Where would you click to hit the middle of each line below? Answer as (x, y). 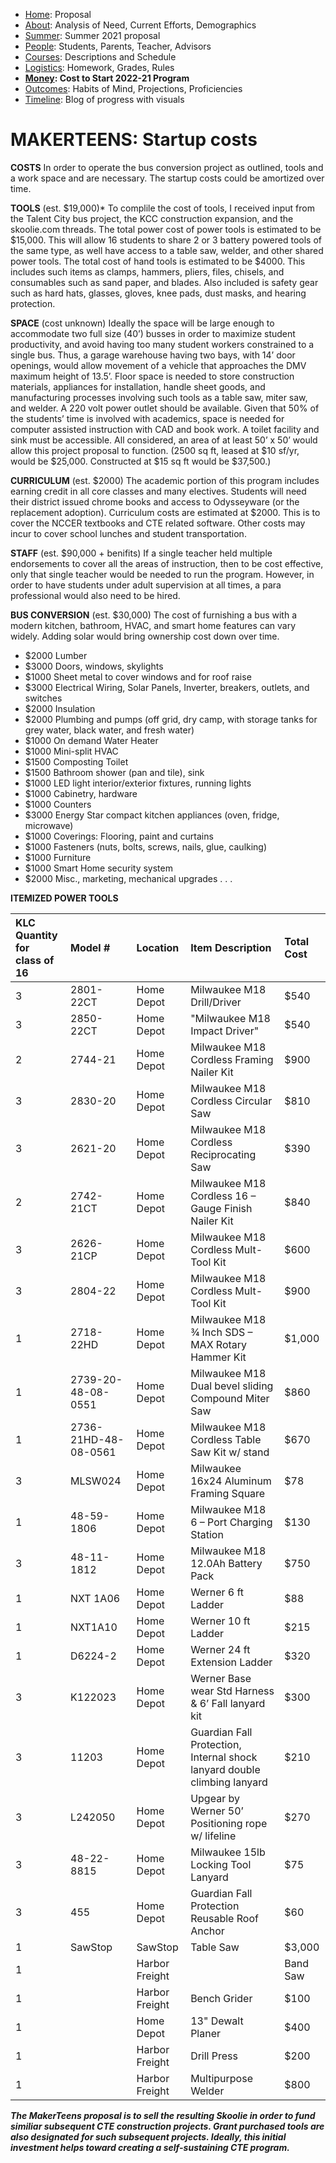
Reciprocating (223, 1154)
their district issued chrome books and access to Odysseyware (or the (155, 501)
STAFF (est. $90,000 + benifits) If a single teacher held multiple (141, 553)
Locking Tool (221, 1864)
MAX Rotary (219, 1344)
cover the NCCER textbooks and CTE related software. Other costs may (158, 523)
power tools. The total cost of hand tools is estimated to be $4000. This (158, 261)
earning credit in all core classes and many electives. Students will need (158, 491)
